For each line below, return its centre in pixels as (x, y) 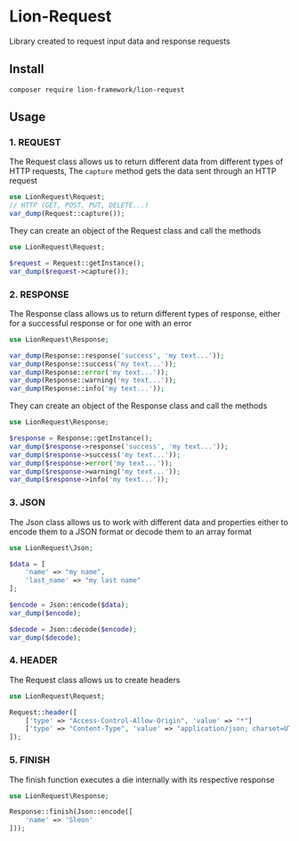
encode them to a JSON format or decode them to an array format (130, 532)
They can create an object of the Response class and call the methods (138, 406)
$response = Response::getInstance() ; (81, 439)
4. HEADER (33, 660)
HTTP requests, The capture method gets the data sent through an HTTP (143, 171)
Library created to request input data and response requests (120, 41)
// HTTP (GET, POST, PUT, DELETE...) (79, 206)
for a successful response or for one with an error (101, 323)
